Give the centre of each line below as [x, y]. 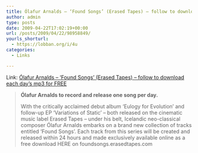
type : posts [21, 22]
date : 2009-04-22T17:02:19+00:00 [47, 28]
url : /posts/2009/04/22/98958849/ [49, 34]
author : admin [24, 17]
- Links [21, 55]
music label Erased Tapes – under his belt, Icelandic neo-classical [100, 119]
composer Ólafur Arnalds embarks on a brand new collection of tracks [106, 125]
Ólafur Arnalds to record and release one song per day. [89, 95]
